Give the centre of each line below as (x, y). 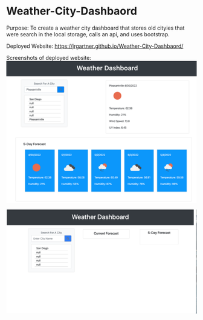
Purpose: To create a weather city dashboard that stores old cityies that (95, 28)
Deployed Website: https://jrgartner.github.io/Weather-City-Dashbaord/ (95, 46)
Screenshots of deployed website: (49, 57)
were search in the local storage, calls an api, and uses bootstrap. (88, 34)
